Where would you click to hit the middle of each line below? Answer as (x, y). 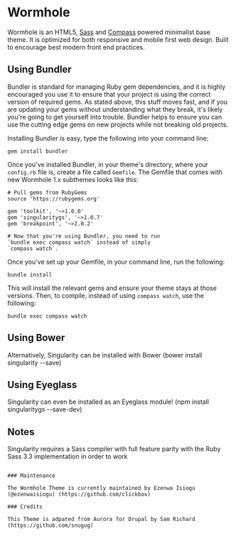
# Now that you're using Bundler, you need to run (84, 236)
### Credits (25, 507)
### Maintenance (31, 476)
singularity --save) (34, 363)
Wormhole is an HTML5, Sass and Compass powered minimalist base (109, 32)
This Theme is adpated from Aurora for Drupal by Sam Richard (101, 520)
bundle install (30, 274)
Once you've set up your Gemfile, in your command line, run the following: (116, 262)
